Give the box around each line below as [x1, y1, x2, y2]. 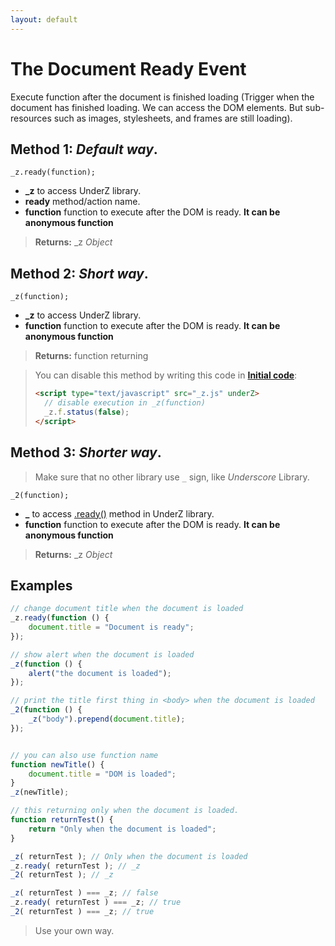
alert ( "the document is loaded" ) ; [28, 668, 172, 678]
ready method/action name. [24, 196, 141, 208]
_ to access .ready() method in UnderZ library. [24, 507, 215, 520]
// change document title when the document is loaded [10, 604, 244, 614]
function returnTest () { [10, 815, 114, 825]
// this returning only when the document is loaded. [10, 806, 240, 816]
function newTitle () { [10, 759, 105, 770]
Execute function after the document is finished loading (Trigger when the [10, 91, 315, 103]
